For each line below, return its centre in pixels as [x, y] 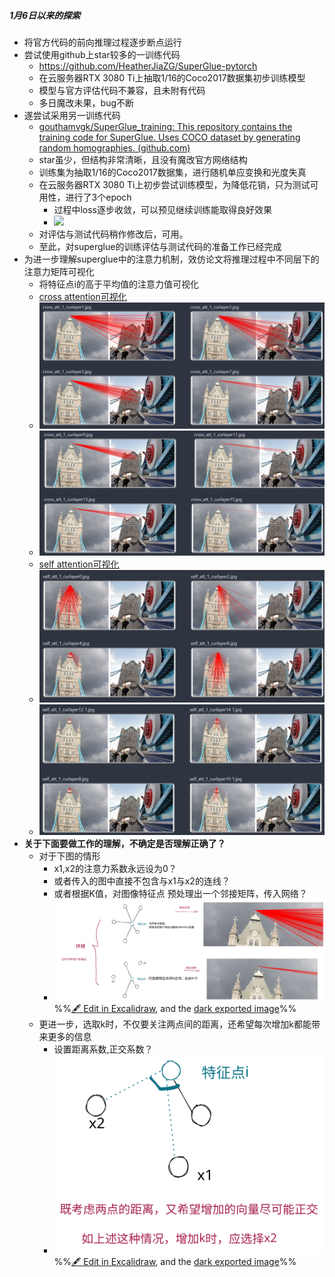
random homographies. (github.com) [114, 147]
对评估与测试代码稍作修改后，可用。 [113, 234]
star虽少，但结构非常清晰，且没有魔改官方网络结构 [143, 159]
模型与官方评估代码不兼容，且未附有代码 [122, 90]
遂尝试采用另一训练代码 [72, 115]
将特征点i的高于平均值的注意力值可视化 [118, 284]
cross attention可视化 [82, 296]
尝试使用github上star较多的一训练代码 [102, 54]
